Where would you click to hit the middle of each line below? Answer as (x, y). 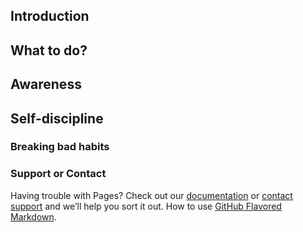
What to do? (49, 50)
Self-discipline (57, 118)
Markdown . (33, 216)
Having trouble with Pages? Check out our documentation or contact (151, 195)
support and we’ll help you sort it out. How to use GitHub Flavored (146, 206)
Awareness (46, 84)
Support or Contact (58, 174)
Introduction (50, 16)
